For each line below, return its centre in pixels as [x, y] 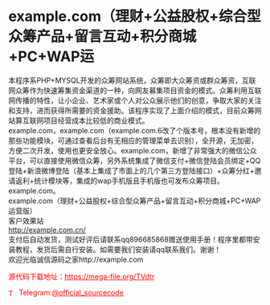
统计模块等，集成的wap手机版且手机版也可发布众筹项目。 [129, 181]
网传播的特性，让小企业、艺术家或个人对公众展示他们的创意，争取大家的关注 [135, 100]
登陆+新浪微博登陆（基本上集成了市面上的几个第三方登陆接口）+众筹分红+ [131, 170]
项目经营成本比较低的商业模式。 [96, 120]
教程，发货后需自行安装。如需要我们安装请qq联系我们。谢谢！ [118, 249]
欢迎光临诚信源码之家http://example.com [76, 259]
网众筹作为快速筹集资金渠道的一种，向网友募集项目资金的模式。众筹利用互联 [135, 90]
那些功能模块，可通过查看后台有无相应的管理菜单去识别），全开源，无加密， [133, 140]
